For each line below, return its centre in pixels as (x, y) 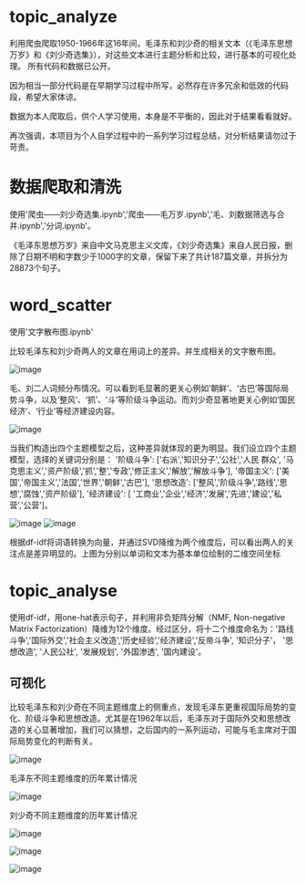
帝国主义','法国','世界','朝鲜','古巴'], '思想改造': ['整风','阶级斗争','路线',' (151, 482)
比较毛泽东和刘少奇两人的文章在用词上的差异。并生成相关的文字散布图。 (145, 351)
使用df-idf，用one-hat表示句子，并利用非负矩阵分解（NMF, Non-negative (148, 617)
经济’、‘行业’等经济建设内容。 (65, 410)
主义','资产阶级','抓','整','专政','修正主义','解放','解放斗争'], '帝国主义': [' (153, 471)
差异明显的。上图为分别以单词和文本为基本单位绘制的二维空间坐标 (157, 553)
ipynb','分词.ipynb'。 (57, 225)
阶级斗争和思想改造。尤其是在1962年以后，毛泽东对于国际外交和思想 (154, 718)
